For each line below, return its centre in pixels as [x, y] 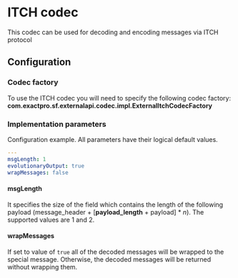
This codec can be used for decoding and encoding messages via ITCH [113, 32]
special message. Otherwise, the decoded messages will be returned [109, 259]
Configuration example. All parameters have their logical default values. [113, 139]
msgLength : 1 [27, 159]
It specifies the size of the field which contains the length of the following [115, 205]
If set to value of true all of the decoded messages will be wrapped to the [116, 252]
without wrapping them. [43, 267]
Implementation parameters [57, 124]
